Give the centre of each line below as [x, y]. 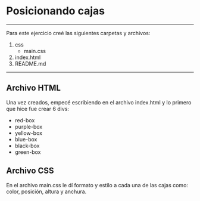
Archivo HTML [34, 88]
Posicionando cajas [56, 11]
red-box [25, 120]
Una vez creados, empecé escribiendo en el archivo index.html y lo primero [99, 102]
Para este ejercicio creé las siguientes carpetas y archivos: [78, 33]
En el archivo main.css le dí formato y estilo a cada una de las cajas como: [97, 185]
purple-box [29, 126]
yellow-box [29, 133]
